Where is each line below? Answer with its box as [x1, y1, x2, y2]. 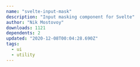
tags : [6, 41, 19, 47]
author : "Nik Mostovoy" [6, 19, 64, 25]
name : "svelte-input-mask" [6, 8, 72, 15]
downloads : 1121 [6, 24, 46, 31]
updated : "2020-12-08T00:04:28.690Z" [6, 36, 98, 41]
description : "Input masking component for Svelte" [6, 14, 135, 20]
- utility [11, 52, 35, 58]
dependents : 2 [6, 30, 41, 36]
